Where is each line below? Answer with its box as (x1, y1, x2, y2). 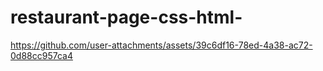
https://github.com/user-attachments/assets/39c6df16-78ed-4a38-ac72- (10, 39, 313, 51)
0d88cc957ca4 (10, 49, 73, 61)
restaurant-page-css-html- (10, 6, 243, 29)
